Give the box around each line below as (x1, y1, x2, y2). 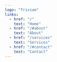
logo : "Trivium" (5, 7, 39, 12)
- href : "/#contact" (9, 44, 52, 49)
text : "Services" (14, 40, 50, 45)
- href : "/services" (9, 35, 52, 40)
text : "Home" (14, 21, 41, 26)
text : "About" (14, 30, 43, 35)
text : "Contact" (14, 49, 48, 54)
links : (5, 12, 19, 17)
